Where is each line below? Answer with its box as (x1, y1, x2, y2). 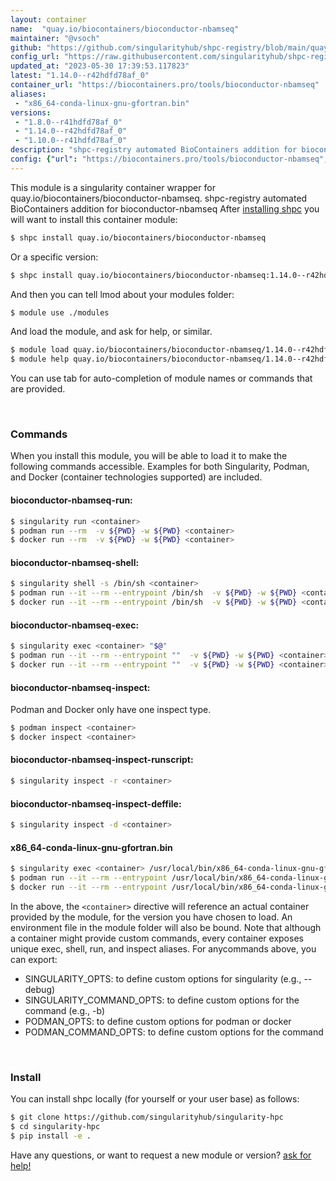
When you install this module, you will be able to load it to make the (10, 450, 288, 462)
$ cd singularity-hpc (10, 1122, 101, 1132)
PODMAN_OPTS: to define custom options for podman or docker (24, 1015, 292, 1027)
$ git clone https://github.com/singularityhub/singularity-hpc (10, 1112, 284, 1123)
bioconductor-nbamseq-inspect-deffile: (10, 797, 182, 810)
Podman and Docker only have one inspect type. (10, 704, 212, 716)
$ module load (10, 345, 70, 355)
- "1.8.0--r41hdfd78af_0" (14, 117, 123, 127)
